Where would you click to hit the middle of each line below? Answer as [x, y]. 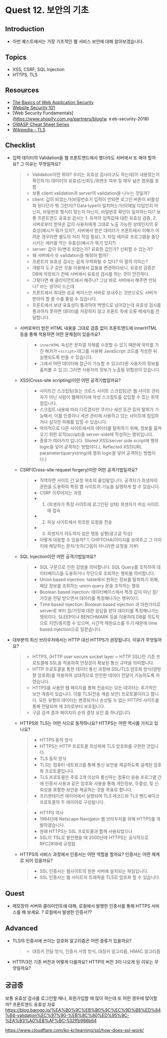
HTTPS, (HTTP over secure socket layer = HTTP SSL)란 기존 [94, 657]
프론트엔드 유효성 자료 [34, 1004]
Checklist [20, 145]
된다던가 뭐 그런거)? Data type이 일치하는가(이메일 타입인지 [95, 206]
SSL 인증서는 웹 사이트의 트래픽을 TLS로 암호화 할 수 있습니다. [100, 877]
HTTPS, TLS [25, 75]
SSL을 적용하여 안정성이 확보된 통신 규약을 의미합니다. [102, 663]
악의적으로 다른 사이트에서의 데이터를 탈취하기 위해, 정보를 [96, 428]
